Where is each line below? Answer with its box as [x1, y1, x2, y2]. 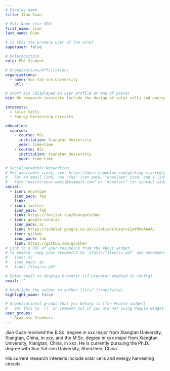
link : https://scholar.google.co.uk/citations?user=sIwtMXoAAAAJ [14, 227, 155, 232]
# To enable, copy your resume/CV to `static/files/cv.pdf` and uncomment [5, 250, 166, 255]
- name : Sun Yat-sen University [10, 77, 78, 82]
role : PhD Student [5, 58, 44, 63]
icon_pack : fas [14, 194, 47, 199]
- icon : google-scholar [10, 217, 60, 222]
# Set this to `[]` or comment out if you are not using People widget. [5, 306, 166, 311]
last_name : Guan [5, 31, 39, 36]
